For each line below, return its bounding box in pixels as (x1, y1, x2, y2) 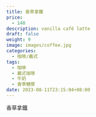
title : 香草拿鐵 (6, 8, 43, 15)
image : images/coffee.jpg (6, 43, 71, 49)
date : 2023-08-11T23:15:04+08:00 (6, 87, 91, 93)
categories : (6, 48, 36, 54)
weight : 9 (6, 37, 31, 43)
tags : (6, 59, 20, 65)
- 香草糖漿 (11, 82, 36, 88)
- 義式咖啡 (11, 70, 36, 76)
